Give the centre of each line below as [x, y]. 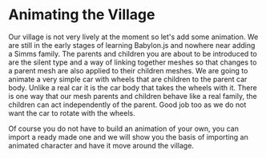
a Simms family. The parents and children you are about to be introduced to [133, 53]
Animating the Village [82, 15]
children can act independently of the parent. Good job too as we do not [127, 105]
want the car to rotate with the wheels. [72, 113]
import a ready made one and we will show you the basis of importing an [128, 136]
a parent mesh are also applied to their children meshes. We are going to [128, 70]
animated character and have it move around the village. [101, 145]
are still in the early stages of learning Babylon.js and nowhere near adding [132, 45]
